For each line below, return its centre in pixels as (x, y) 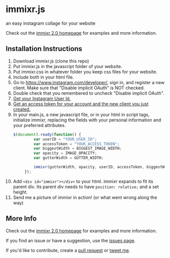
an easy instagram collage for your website (50, 23)
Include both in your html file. (43, 77)
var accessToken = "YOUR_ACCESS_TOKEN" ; (77, 144)
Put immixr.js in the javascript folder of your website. (68, 66)
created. (22, 109)
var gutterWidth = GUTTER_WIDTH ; (69, 158)
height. (20, 192)
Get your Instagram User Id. (42, 98)
